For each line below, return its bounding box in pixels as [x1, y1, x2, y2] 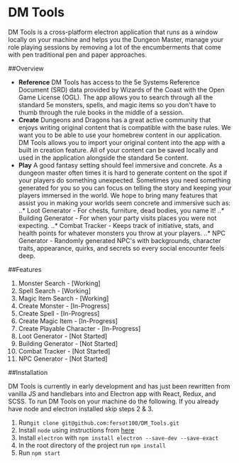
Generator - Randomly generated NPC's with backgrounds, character [18, 236, 221, 245]
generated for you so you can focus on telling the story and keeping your [18, 183, 232, 192]
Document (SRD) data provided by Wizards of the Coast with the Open [18, 85, 226, 94]
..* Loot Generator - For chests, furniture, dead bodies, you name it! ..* [18, 206, 225, 214]
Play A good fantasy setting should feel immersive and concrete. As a [18, 160, 223, 169]
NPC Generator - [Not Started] [18, 354, 108, 363]
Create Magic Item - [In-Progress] [18, 317, 118, 325]
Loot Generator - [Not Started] [18, 332, 108, 340]
